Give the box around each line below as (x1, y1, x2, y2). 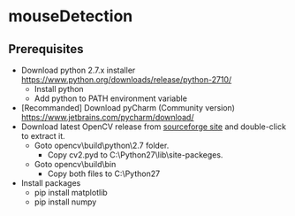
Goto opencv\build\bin (34, 159, 117, 169)
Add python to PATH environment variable (34, 93, 187, 104)
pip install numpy (34, 197, 97, 207)
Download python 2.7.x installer (20, 65, 136, 75)
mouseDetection (8, 6, 133, 27)
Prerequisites (8, 42, 84, 57)
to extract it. (20, 131, 65, 141)
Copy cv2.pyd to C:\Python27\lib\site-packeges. (47, 150, 223, 160)
